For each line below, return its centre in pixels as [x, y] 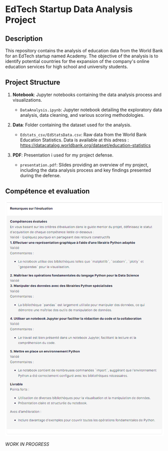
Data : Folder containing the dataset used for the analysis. [72, 125]
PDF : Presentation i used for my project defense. [63, 155]
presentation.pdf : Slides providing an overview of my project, [84, 165]
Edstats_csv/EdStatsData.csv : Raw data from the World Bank [83, 134]
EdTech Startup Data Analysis [69, 9]
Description [24, 39]
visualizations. [27, 100]
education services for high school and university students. [67, 67]
